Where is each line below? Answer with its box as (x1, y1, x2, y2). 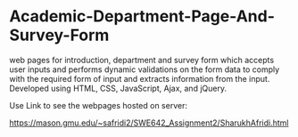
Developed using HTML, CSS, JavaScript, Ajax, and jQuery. (9, 83, 228, 93)
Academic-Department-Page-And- (9, 6, 275, 27)
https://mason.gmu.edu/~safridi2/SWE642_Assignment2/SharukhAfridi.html (9, 117, 289, 128)
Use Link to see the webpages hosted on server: (9, 100, 187, 110)
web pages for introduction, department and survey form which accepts (9, 54, 275, 65)
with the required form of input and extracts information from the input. (9, 73, 270, 84)
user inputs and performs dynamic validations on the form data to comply (9, 64, 280, 75)
